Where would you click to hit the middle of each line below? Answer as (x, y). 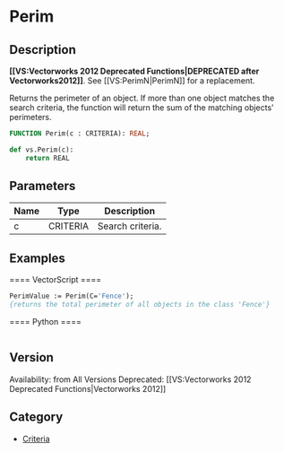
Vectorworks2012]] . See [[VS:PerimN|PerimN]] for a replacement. (132, 81)
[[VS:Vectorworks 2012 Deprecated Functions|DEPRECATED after (134, 71)
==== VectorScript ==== (56, 280)
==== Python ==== (46, 322)
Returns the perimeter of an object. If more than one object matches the (142, 98)
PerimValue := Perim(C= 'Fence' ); (72, 296)
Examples (37, 258)
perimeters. (30, 117)
